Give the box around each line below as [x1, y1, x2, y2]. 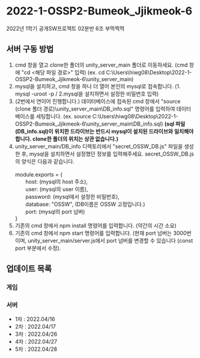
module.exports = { [14, 171, 63, 178]
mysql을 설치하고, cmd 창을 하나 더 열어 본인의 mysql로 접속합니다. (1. [14, 82, 181, 89]
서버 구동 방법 [6, 44, 54, 55]
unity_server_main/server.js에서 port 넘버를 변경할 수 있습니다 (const [28, 237, 193, 244]
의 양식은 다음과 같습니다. [14, 157, 75, 165]
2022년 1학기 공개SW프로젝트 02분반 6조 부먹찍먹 [6, 25, 125, 32]
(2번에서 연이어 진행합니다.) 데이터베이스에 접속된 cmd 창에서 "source [14, 97, 181, 105]
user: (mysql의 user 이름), [25, 185, 88, 193]
